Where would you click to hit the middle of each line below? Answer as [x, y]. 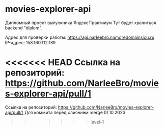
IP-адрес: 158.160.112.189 [30, 42]
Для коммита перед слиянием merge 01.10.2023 [75, 112]
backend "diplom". [24, 27]
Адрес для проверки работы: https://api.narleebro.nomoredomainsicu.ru [80, 37]
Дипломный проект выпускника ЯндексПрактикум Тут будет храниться [81, 23]
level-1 [97, 122]
